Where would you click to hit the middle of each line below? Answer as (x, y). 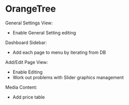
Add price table (29, 97)
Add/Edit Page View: (27, 62)
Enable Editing (28, 72)
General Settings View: (29, 23)
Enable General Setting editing (44, 32)
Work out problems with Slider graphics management (68, 77)
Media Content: (21, 87)
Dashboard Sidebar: (26, 42)
